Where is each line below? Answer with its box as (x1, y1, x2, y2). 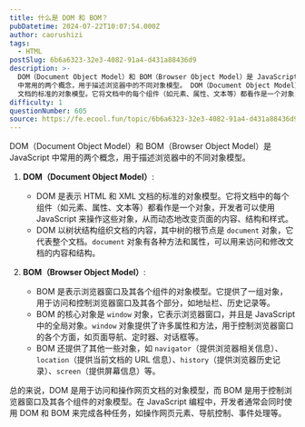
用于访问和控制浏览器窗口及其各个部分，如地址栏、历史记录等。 (35, 297, 275, 309)
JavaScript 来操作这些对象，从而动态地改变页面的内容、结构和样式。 (35, 213, 293, 224)
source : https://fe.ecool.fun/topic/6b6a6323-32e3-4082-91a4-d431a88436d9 (9, 114, 299, 124)
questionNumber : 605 (9, 106, 88, 115)
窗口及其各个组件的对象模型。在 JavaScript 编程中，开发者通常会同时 (25, 396, 285, 407)
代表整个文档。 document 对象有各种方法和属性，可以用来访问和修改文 (35, 236, 294, 247)
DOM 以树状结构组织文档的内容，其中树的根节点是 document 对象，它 (35, 224, 294, 236)
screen (55, 367, 82, 377)
